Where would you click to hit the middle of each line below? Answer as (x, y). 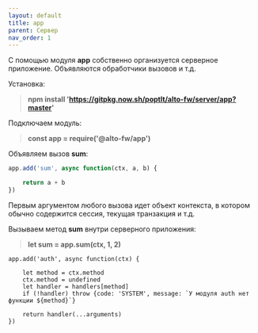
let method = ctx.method (63, 273)
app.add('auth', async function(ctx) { (74, 258)
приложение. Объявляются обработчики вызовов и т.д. (102, 69)
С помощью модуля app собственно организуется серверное (113, 60)
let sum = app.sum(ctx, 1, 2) (74, 244)
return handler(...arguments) (72, 314)
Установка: (27, 84)
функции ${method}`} (42, 300)
